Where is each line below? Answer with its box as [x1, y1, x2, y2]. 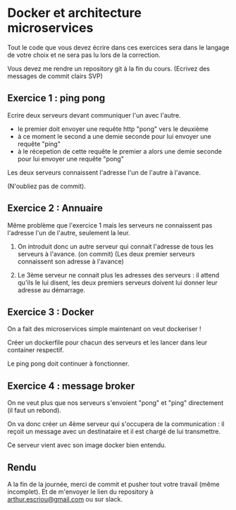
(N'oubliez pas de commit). [7, 182, 86, 190]
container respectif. [7, 346, 64, 354]
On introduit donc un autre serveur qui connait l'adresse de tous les [17, 242, 213, 251]
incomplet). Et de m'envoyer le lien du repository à [7, 487, 154, 496]
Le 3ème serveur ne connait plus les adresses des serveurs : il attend [17, 270, 220, 279]
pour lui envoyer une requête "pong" [17, 154, 125, 163]
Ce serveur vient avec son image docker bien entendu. [7, 441, 167, 449]
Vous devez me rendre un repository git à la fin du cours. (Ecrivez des [7, 64, 210, 73]
